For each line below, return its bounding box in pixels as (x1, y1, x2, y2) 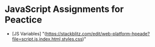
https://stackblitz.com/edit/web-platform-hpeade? (46, 30, 150, 36)
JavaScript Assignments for (5, 3, 124, 15)
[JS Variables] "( (12, 30, 46, 36)
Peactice (5, 14, 42, 25)
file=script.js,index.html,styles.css (12, 36, 83, 42)
